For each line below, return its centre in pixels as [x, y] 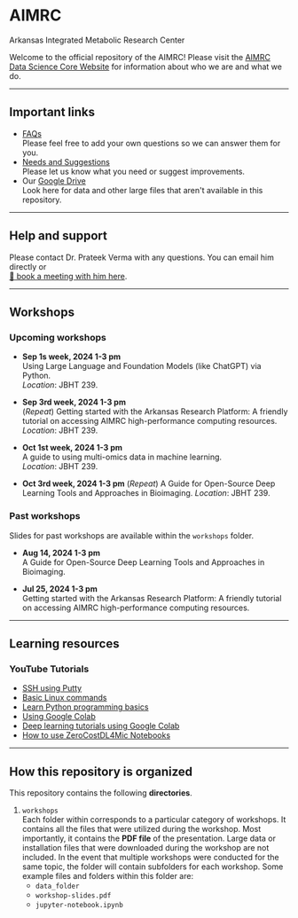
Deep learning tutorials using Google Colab [101, 726]
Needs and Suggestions [66, 161]
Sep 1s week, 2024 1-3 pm [71, 357]
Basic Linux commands [64, 698]
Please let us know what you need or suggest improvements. [133, 171]
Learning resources [64, 643]
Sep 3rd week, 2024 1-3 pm [74, 402]
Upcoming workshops [58, 337]
